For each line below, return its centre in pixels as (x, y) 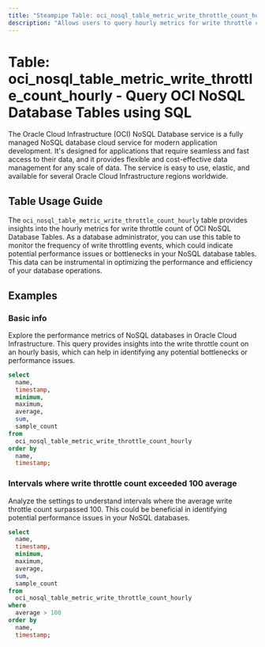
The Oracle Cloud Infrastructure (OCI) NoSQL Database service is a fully (126, 134)
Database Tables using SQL (100, 112)
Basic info (28, 318)
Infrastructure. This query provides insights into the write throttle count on (129, 343)
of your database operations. (55, 271)
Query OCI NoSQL (186, 95)
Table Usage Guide (56, 201)
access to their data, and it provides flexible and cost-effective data (118, 160)
